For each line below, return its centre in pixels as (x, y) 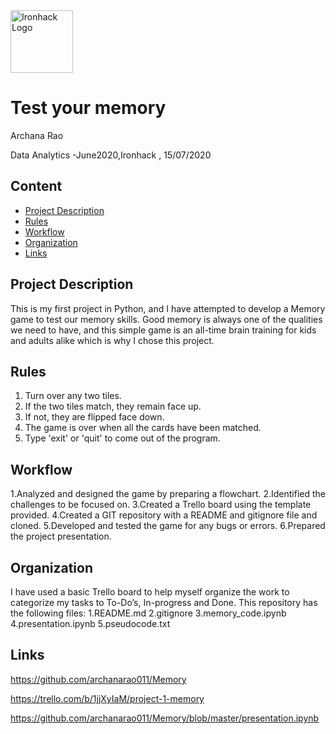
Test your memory (88, 108)
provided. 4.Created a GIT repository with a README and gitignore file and (164, 515)
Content (36, 186)
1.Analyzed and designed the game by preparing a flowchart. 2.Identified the (168, 494)
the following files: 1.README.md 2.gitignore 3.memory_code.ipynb (148, 613)
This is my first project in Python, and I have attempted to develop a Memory (168, 308)
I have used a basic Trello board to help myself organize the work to (150, 592)
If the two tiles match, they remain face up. (113, 406)
